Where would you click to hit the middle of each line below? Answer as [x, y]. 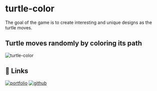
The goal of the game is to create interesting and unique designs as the [79, 22]
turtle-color [30, 9]
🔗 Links [17, 71]
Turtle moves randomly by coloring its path [74, 44]
